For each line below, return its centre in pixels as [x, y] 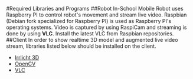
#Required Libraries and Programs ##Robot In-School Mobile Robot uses [95, 9]
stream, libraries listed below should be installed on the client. [81, 46]
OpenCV [25, 64]
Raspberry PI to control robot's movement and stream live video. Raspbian [97, 15]
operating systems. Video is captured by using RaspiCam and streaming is [97, 27]
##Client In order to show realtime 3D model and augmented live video [92, 40]
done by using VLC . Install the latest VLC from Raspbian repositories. [90, 34]
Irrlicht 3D [27, 57]
